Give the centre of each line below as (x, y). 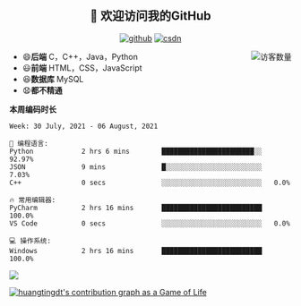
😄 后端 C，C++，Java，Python (80, 56)
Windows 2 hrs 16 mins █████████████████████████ (136, 251)
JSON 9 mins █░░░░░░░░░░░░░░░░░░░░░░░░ (136, 167)
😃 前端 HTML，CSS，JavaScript (82, 68)
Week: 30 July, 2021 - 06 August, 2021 (84, 126)
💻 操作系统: (30, 241)
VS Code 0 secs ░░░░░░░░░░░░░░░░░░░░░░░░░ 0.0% (150, 223)
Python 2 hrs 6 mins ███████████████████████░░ (136, 151)
